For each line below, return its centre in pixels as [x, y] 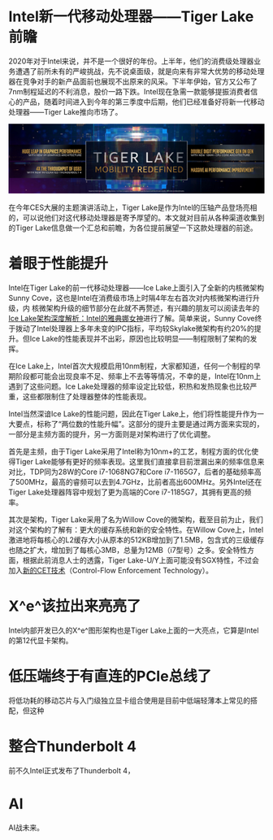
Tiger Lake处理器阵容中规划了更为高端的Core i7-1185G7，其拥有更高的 [126, 492]
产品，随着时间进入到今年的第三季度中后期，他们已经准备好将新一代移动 [143, 102]
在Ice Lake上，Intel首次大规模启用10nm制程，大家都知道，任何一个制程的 [131, 366]
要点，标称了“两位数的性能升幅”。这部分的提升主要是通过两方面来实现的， [139, 424]
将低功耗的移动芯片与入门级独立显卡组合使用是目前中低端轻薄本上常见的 [129, 701]
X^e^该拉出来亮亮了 [75, 606]
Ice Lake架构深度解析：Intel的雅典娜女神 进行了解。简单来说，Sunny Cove [132, 319]
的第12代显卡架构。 [41, 641]
